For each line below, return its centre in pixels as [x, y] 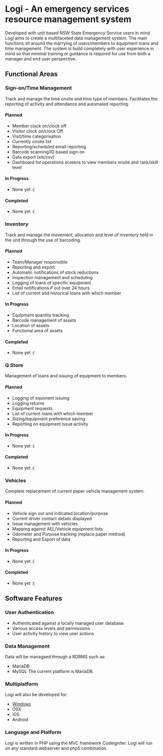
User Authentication [30, 613]
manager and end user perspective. [41, 59]
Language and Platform [33, 732]
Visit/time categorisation [36, 136]
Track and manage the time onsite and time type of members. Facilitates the [81, 99]
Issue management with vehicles [45, 524]
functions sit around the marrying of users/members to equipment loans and [82, 43]
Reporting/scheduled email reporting [49, 146]
